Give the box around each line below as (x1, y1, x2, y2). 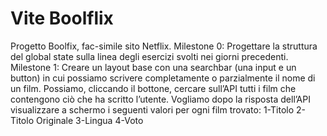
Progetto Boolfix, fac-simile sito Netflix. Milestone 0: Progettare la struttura (10, 40, 318, 52)
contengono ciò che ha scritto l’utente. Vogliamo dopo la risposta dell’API (10, 93, 311, 105)
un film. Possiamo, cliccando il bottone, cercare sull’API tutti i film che (10, 82, 297, 94)
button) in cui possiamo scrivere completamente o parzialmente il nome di (10, 72, 316, 84)
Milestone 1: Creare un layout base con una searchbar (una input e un (10, 61, 297, 73)
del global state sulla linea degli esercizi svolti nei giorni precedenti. (10, 50, 289, 62)
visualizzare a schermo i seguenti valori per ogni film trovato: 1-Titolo (10, 103, 295, 116)
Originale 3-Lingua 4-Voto (35, 114, 144, 126)
